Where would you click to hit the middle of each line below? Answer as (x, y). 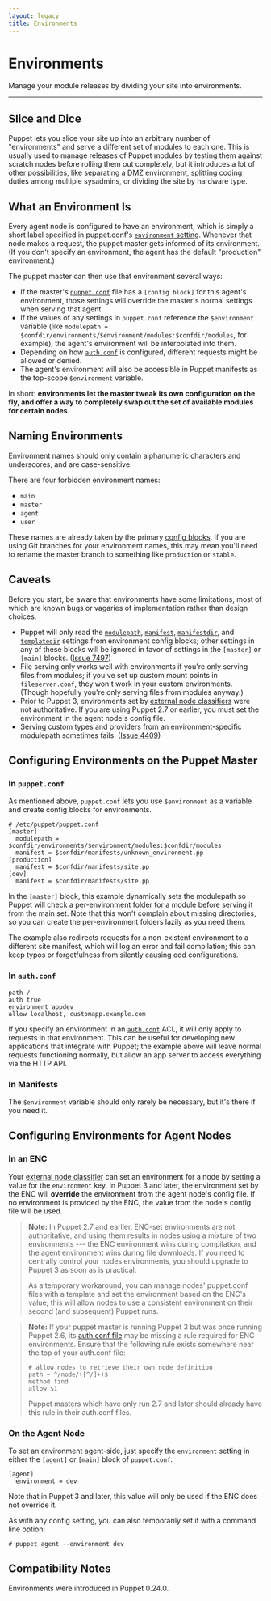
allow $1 (43, 1388)
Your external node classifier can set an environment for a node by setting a (134, 1176)
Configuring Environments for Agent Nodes (120, 1136)
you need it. (28, 1110)
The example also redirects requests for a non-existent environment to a (128, 938)
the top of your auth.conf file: (77, 1353)
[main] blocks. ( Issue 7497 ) (65, 658)
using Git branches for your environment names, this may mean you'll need (133, 545)
